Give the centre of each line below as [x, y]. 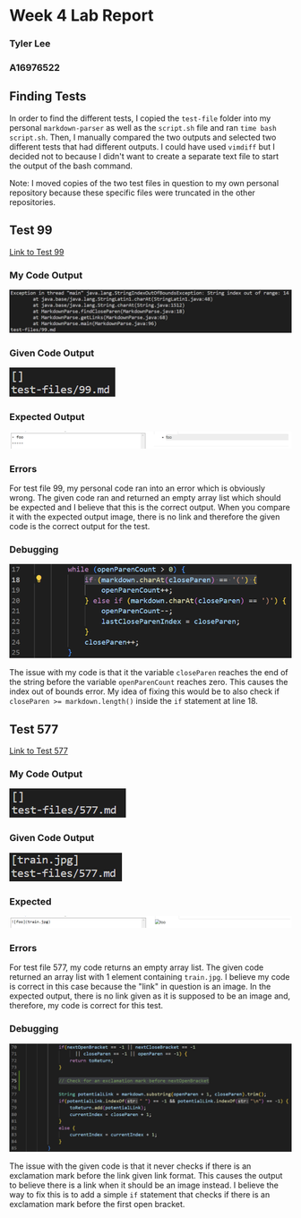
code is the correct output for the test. [80, 527]
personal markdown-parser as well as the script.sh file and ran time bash [143, 127]
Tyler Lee [30, 44]
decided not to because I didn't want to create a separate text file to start [144, 156]
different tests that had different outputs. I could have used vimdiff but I [142, 146]
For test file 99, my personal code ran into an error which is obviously [138, 488]
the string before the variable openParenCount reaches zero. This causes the [149, 682]
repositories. [33, 202]
